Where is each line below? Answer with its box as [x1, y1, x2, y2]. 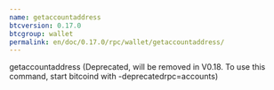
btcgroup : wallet [9, 29, 74, 38]
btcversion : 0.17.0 [9, 21, 82, 30]
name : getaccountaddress [9, 12, 101, 22]
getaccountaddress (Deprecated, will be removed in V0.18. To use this [9, 62, 266, 72]
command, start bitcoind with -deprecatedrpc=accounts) [9, 71, 219, 82]
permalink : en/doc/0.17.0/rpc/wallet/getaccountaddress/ [9, 37, 225, 47]
